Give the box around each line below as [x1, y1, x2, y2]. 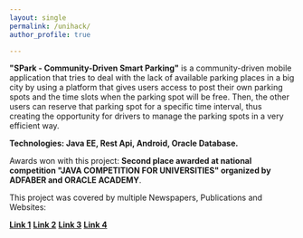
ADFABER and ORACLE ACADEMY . [9, 175, 142, 186]
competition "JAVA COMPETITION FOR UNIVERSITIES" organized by [9, 165, 271, 176]
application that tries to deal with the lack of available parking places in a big [9, 72, 295, 83]
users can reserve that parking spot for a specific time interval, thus [9, 101, 262, 112]
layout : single [9, 13, 67, 23]
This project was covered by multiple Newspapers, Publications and [9, 192, 263, 204]
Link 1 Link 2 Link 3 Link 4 [9, 219, 108, 231]
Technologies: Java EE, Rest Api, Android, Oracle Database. [9, 138, 239, 149]
